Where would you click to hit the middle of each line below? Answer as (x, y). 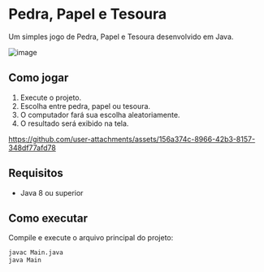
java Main (25, 261)
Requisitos (36, 173)
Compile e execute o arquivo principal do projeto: (91, 238)
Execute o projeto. (51, 97)
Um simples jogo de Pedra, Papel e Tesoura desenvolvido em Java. (121, 37)
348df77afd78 (32, 148)
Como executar (48, 218)
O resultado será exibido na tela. (74, 123)
